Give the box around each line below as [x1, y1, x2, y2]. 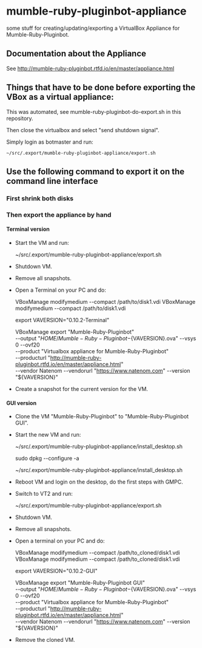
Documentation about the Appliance [6, 49, 147, 59]
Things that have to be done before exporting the [6, 82, 196, 93]
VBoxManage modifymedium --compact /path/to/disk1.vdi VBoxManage [15, 298, 196, 305]
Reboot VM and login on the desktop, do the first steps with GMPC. [15, 478, 183, 485]
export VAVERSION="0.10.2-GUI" [15, 568, 98, 575]
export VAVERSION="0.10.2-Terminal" [15, 317, 110, 323]
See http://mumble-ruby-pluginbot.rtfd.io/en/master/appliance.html [6, 65, 175, 72]
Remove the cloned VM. [15, 636, 75, 644]
